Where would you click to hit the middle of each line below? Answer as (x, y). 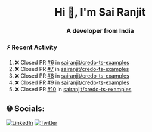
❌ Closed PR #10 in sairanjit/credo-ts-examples (73, 90)
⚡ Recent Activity (32, 47)
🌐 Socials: (26, 108)
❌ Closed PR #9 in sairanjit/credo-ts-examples (72, 82)
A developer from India (100, 31)
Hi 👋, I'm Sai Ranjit (100, 12)
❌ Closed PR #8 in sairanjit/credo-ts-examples (72, 76)
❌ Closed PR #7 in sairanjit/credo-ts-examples (72, 69)
